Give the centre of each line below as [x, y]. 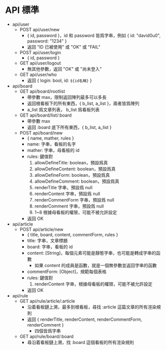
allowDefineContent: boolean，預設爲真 [75, 169]
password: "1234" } [47, 41]
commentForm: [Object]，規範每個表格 [67, 272]
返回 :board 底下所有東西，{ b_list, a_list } [69, 127]
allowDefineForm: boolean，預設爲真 [72, 175]
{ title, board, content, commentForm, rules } [73, 234]
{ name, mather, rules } [51, 138]
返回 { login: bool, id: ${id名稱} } [59, 80]
